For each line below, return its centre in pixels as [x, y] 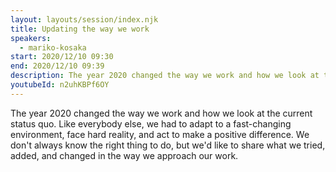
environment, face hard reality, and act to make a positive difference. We [160, 134]
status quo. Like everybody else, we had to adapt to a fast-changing [151, 123]
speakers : [31, 38]
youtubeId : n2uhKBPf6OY [60, 85]
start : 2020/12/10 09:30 [62, 57]
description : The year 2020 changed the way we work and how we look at [165, 76]
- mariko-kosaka [53, 47]
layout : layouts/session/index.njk [84, 19]
